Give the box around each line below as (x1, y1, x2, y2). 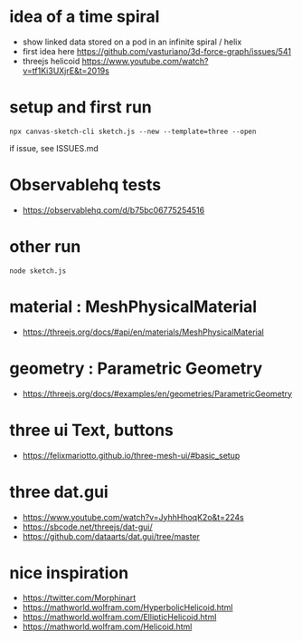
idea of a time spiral (9, 6, 160, 27)
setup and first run (9, 97, 152, 118)
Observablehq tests (9, 175, 161, 196)
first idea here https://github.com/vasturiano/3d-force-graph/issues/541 (22, 45, 292, 56)
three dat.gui (9, 481, 109, 502)
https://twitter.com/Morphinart (22, 592, 137, 604)
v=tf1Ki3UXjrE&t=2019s (22, 65, 110, 76)
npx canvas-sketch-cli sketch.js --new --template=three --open (9, 127, 257, 136)
